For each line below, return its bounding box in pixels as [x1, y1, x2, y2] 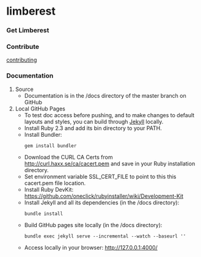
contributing [6, 56, 37, 63]
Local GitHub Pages [15, 105, 65, 112]
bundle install [24, 211, 63, 217]
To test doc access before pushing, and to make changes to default [24, 111, 195, 118]
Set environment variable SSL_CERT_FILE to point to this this [24, 173, 177, 180]
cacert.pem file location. [24, 179, 86, 187]
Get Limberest [6, 26, 49, 35]
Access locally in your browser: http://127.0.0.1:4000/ [24, 244, 158, 251]
